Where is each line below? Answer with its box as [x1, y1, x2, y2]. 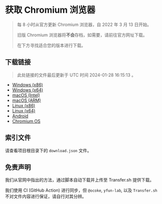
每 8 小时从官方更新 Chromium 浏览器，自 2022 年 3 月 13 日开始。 [17, 22, 152, 27]
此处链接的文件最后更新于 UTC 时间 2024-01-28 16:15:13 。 [17, 72, 136, 78]
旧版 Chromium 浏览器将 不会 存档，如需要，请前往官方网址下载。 [17, 32, 147, 38]
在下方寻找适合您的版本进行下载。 [17, 42, 86, 48]
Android [12, 113, 28, 119]
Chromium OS [12, 118, 40, 124]
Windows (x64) [12, 87, 43, 93]
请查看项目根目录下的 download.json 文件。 [5, 147, 92, 153]
